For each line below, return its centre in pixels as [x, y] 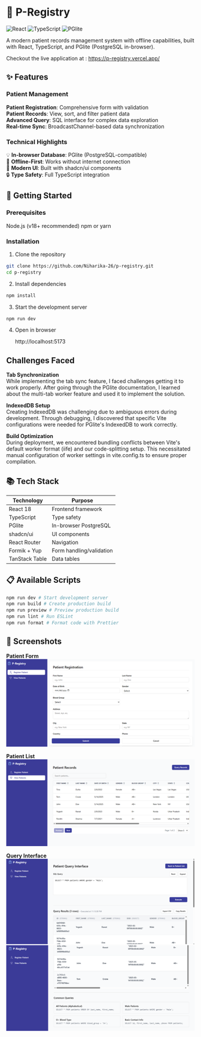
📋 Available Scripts [43, 580]
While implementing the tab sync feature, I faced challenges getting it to [95, 381]
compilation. [22, 462]
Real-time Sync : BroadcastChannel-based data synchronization [85, 126]
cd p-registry [24, 272]
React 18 [20, 509]
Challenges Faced [40, 361]
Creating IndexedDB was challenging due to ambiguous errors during [92, 412]
